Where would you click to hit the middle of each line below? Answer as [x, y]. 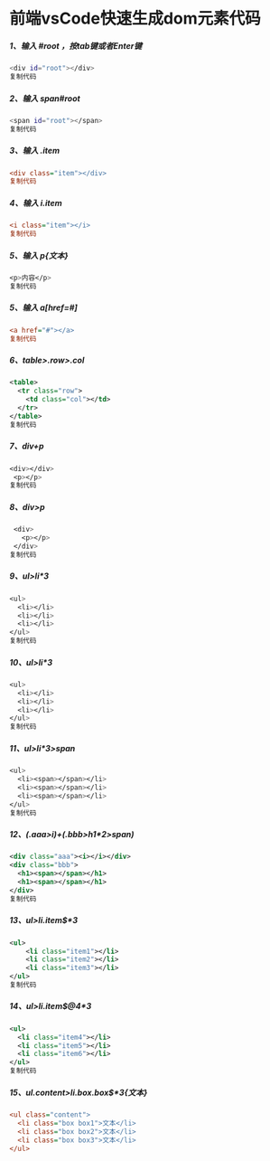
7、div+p [27, 446]
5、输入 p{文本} [39, 255]
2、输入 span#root [45, 98]
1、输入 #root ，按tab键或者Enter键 [76, 45]
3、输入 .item [35, 151]
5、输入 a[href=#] [44, 307]
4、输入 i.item [36, 203]
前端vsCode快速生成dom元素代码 [135, 19]
